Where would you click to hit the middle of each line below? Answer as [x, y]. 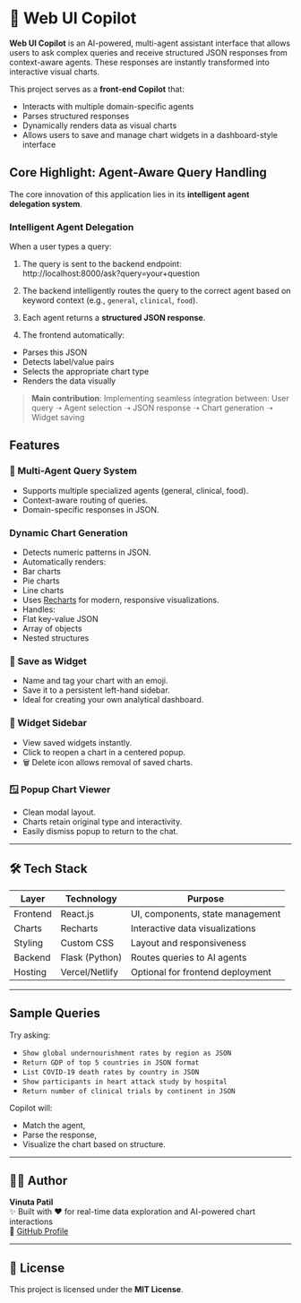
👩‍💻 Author [39, 1181]
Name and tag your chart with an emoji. [95, 681]
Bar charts [41, 572]
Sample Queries [55, 1013]
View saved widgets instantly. [77, 742]
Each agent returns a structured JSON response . [114, 318]
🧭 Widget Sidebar [48, 723]
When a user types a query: [60, 246]
